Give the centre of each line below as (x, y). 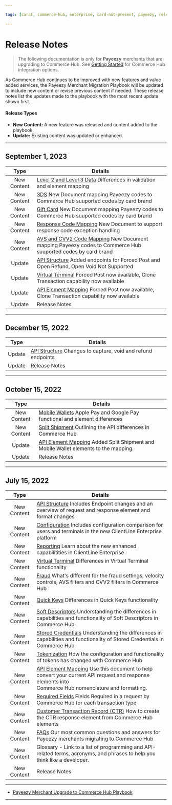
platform (47, 538)
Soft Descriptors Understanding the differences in (96, 612)
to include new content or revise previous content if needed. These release (84, 90)
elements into (53, 682)
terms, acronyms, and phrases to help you (105, 754)
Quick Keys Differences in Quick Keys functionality (98, 600)
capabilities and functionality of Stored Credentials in (100, 639)
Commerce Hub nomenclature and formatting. (92, 688)
